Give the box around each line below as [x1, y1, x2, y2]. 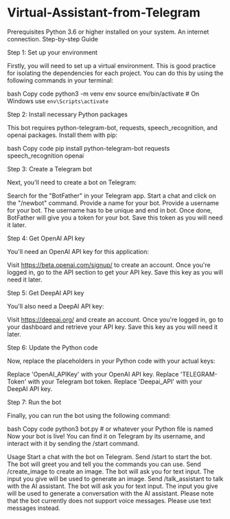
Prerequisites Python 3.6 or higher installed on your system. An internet [7, 28, 209, 36]
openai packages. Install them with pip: [7, 131, 118, 139]
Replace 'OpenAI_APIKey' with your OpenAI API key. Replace [7, 370, 179, 378]
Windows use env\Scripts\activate [7, 96, 108, 105]
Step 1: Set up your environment [7, 48, 98, 56]
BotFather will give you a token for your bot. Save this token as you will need [7, 213, 223, 222]
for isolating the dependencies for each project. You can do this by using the [7, 69, 224, 77]
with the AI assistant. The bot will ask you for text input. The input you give [7, 482, 218, 490]
